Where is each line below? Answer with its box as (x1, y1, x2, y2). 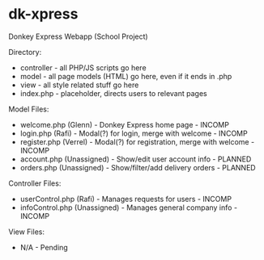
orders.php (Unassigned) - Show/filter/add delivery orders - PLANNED (19, 162, 257, 172)
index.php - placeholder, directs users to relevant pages (19, 88, 208, 98)
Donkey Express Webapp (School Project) (8, 31, 148, 41)
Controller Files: (8, 178, 62, 188)
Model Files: (8, 104, 49, 114)
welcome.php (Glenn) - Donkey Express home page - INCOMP (19, 120, 229, 129)
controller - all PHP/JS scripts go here (19, 62, 147, 73)
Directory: (8, 47, 42, 57)
